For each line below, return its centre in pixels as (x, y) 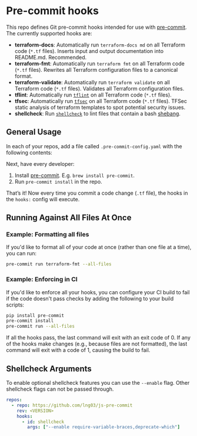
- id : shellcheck (43, 422)
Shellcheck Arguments (49, 369)
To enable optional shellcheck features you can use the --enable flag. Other (98, 383)
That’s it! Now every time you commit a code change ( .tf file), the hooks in (97, 193)
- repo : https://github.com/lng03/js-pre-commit (72, 405)
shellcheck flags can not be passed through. (60, 389)
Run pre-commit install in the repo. (58, 181)
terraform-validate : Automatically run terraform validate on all (92, 82)
